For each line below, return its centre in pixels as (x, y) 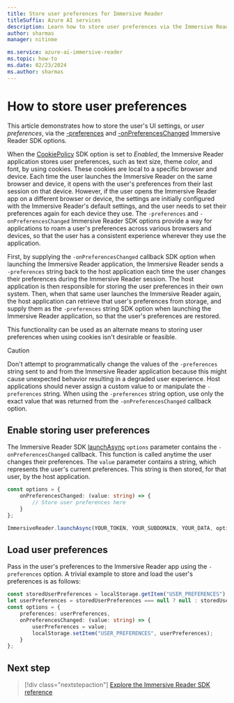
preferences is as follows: (44, 582)
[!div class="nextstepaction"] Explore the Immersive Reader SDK (117, 685)
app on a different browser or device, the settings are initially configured (111, 198)
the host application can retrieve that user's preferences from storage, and (114, 301)
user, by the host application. (49, 477)
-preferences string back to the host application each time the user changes (117, 271)
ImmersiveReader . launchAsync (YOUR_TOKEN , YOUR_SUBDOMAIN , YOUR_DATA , (110, 528)
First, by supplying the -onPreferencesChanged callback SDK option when (111, 256)
